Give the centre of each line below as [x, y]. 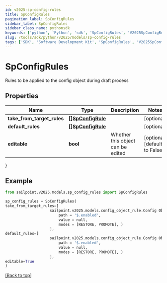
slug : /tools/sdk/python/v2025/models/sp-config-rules [63, 38]
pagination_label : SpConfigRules [40, 19]
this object [123, 141]
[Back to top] [18, 276]
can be [119, 147]
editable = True [20, 261]
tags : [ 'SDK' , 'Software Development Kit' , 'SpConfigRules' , [70, 42]
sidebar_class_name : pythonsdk [38, 28]
